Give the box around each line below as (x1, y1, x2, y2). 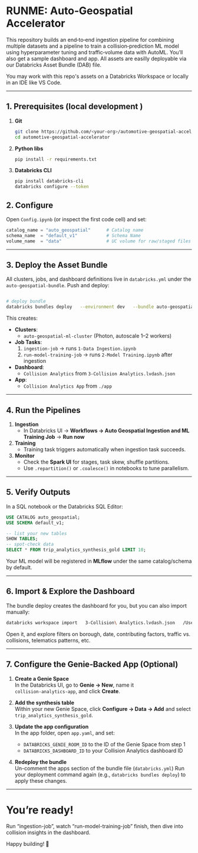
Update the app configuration (14, 723, 89, 730)
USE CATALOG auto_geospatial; (6, 514, 81, 520)
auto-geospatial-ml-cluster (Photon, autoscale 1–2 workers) (23, 332, 172, 340)
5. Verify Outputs (6, 487, 71, 497)
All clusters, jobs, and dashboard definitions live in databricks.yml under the (6, 275, 192, 283)
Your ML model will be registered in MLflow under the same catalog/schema (6, 557, 192, 565)
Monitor (14, 452, 35, 459)
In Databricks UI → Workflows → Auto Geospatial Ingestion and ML (23, 426, 190, 434)
